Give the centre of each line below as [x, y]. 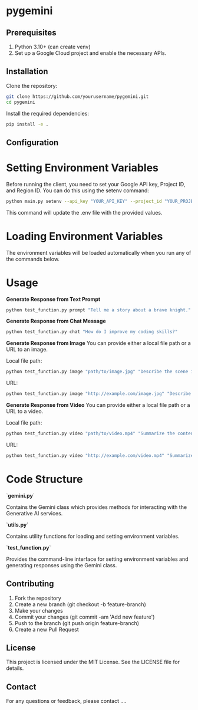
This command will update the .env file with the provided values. [84, 212]
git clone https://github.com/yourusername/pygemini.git [77, 96]
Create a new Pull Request [47, 629]
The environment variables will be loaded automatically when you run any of [99, 252]
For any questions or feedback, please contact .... [66, 701]
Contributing [30, 584]
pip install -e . [27, 124]
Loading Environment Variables [85, 236]
